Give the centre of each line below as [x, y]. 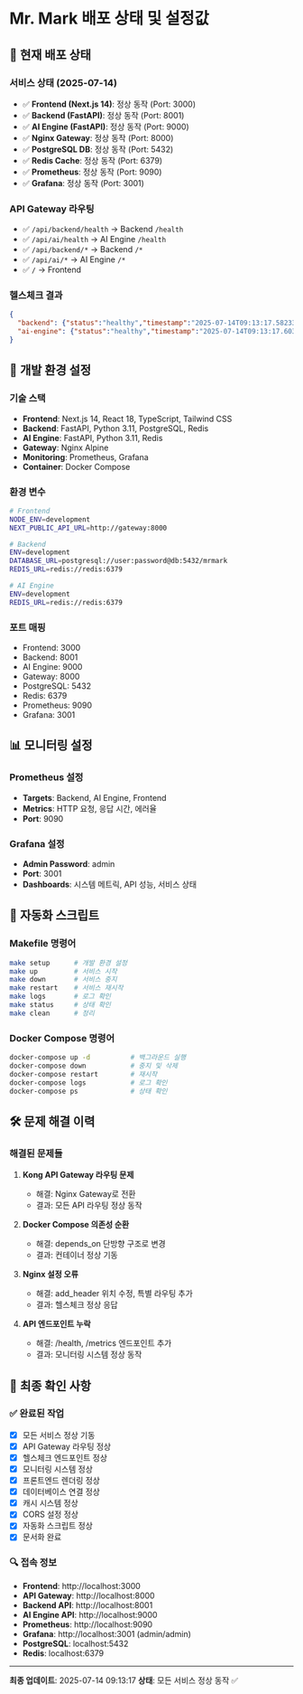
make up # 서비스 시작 [63, 971]
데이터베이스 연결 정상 [61, 1492]
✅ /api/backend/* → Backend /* [83, 249]
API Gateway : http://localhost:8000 [88, 1595]
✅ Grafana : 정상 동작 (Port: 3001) [83, 183]
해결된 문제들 [36, 1153]
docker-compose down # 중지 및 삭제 [94, 1066]
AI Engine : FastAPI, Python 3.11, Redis [92, 438]
